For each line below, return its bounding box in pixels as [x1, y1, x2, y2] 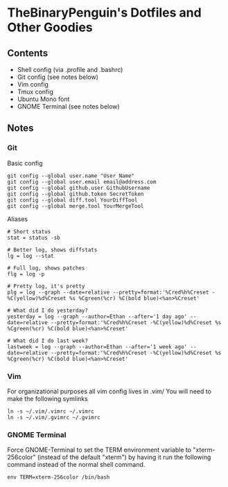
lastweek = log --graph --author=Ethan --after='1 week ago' [7, 343, 188, 351]
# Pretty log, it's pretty [7, 283, 85, 290]
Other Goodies [7, 19, 93, 35]
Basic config [7, 159, 43, 167]
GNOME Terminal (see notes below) [17, 103, 120, 110]
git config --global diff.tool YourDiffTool [7, 196, 138, 204]
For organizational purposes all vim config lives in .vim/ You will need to [7, 387, 211, 396]
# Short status [7, 228, 51, 235]
